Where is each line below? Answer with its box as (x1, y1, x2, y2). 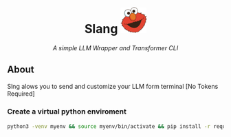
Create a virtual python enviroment (7, 107, 127, 116)
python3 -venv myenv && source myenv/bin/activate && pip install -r (7, 123, 211, 130)
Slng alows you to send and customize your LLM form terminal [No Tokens (7, 82, 219, 90)
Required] (7, 89, 36, 98)
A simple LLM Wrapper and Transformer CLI (52, 43, 179, 52)
